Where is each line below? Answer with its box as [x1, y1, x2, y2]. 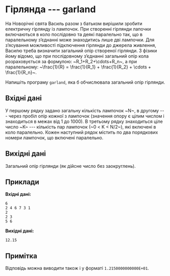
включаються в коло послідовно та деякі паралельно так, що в [5, 31, 143, 37]
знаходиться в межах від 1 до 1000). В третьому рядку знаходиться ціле [5, 118, 163, 124]
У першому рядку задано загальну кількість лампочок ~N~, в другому [5, 107, 159, 113]
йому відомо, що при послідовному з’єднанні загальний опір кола [5, 53, 149, 59]
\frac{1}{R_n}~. [5, 69, 37, 75]
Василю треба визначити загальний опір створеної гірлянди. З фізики [5, 47, 157, 54]
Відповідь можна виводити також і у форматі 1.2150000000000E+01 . [5, 265, 149, 271]
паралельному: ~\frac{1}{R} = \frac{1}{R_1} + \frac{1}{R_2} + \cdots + [5, 64, 152, 70]
